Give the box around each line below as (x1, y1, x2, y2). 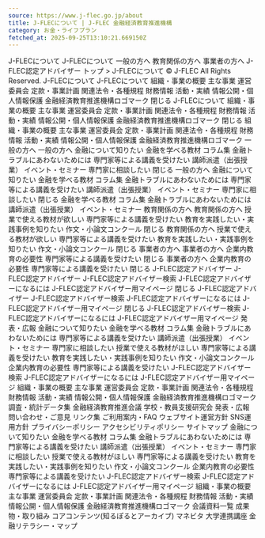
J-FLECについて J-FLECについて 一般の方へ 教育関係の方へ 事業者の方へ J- (8, 56, 254, 66)
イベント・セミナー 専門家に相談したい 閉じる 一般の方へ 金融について (23, 165, 254, 175)
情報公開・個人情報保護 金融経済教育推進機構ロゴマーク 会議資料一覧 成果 (8, 502, 250, 511)
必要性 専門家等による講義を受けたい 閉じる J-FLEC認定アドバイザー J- (8, 264, 242, 274)
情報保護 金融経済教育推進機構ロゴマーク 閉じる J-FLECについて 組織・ (14, 96, 248, 105)
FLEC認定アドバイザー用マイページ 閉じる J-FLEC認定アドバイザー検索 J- (8, 304, 251, 313)
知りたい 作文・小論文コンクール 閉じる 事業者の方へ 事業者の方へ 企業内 (8, 244, 247, 254)
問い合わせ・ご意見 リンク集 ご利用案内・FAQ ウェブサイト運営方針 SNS (8, 412, 245, 422)
